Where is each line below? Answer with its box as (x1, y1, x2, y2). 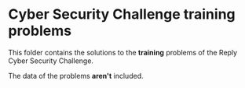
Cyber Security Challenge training (8, 5, 236, 23)
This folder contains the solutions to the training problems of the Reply (8, 48, 238, 57)
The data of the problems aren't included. (8, 71, 144, 80)
